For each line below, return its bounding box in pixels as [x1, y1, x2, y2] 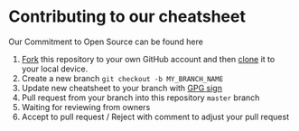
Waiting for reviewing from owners [21, 101, 151, 112]
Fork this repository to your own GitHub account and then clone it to [21, 53, 276, 64]
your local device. [21, 63, 89, 74]
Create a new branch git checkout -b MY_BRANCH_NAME [21, 72, 224, 83]
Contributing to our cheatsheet [8, 6, 246, 27]
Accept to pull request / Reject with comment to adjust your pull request [21, 111, 290, 122]
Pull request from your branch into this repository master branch [21, 92, 260, 103]
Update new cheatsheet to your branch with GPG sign [21, 82, 223, 93]
